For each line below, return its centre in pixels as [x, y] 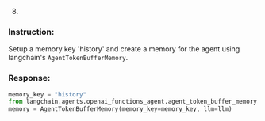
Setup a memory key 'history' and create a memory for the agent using [124, 49]
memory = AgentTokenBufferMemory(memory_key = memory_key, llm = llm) [120, 109]
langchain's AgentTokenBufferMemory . [68, 58]
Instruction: [31, 32]
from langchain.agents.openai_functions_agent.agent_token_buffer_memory [133, 102]
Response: [29, 78]
